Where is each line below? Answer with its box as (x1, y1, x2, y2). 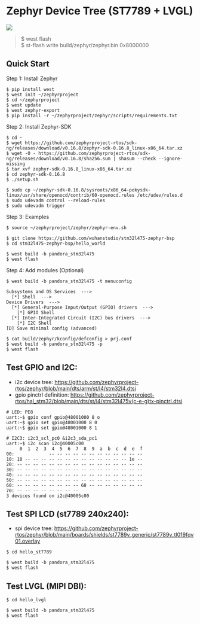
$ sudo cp (6, 187, 31, 193)
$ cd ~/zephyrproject (6, 97, 60, 103)
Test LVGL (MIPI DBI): (6, 581, 87, 591)
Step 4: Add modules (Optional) (6, 266, 84, 273)
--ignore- (158, 156, 183, 162)
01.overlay (14, 537, 41, 545)
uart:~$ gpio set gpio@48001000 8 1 (6, 425, 97, 431)
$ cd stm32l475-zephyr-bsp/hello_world (6, 241, 106, 246)
